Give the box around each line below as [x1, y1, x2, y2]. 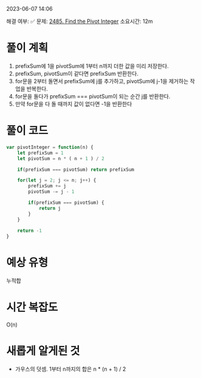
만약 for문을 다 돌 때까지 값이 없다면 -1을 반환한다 [15, 100, 132, 107]
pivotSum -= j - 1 [28, 189, 75, 195]
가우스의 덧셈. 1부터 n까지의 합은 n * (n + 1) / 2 [15, 365, 126, 373]
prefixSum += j [28, 183, 67, 189]
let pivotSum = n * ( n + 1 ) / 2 [17, 155, 104, 161]
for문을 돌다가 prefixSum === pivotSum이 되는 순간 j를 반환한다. [15, 92, 171, 100]
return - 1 [17, 228, 43, 234]
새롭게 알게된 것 [6, 344, 80, 358]
